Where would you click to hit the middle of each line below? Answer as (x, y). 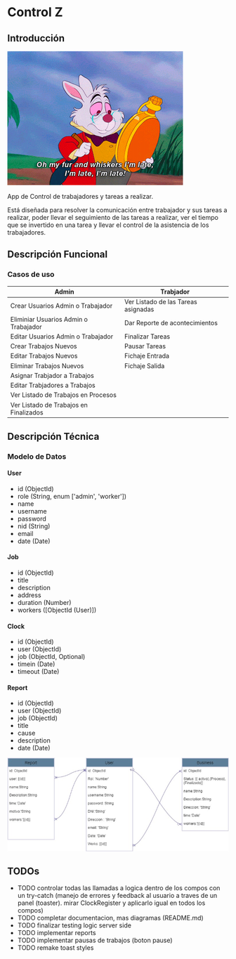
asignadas (139, 309)
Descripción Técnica (53, 436)
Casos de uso (31, 275)
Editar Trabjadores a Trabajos (53, 385)
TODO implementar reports (57, 933)
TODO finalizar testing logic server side (74, 925)
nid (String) (34, 526)
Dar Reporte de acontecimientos (171, 323)
